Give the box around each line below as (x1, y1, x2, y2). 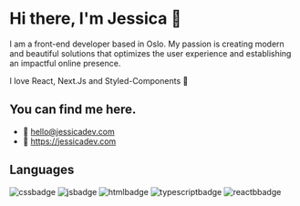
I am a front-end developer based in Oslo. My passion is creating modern (9, 38, 284, 49)
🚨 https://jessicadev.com (22, 136, 117, 147)
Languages (9, 162, 75, 178)
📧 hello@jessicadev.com (22, 126, 116, 137)
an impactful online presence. (9, 57, 121, 68)
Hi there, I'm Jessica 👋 (9, 8, 182, 29)
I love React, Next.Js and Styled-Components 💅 (9, 75, 189, 86)
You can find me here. (9, 102, 137, 118)
